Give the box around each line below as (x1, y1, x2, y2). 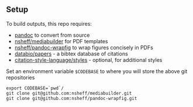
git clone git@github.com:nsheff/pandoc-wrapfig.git (6, 95, 137, 101)
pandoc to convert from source (14, 32, 90, 39)
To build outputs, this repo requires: (6, 20, 92, 27)
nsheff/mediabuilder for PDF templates (14, 37, 108, 44)
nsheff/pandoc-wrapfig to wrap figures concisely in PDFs (14, 44, 153, 51)
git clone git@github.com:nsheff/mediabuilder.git (6, 90, 132, 96)
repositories (6, 74, 35, 81)
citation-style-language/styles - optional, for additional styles (14, 56, 163, 63)
